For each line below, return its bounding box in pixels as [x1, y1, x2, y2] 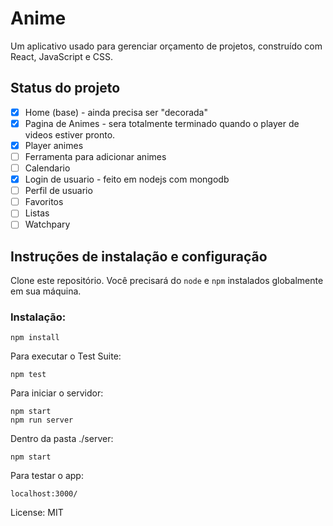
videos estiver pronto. [24, 128, 116, 141]
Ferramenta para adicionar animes [24, 150, 167, 162]
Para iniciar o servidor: [10, 387, 104, 399]
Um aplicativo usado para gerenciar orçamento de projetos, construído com [10, 40, 323, 52]
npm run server [10, 415, 74, 426]
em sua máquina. [10, 285, 82, 297]
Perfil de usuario [24, 185, 93, 197]
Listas [24, 207, 50, 219]
